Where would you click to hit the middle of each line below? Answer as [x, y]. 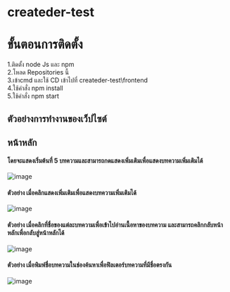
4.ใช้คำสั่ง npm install [35, 88]
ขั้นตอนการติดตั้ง [45, 45]
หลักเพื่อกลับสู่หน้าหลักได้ [36, 232]
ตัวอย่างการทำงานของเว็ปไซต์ [57, 119]
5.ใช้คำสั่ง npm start [33, 96]
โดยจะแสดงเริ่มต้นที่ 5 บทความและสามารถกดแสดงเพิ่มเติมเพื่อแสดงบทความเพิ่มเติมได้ [105, 160]
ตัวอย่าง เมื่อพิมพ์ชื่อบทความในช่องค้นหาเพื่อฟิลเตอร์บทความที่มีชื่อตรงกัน [90, 265]
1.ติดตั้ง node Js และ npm [41, 65]
